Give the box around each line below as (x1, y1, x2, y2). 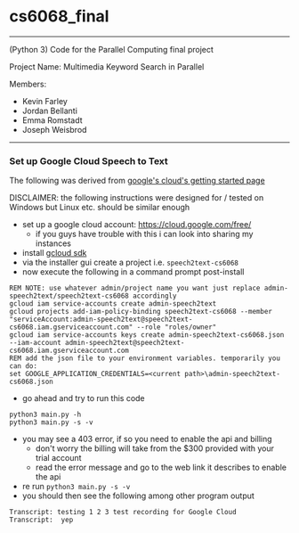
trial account (35, 453, 82, 463)
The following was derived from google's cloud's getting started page (9, 176, 265, 186)
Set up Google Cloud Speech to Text (9, 154, 169, 167)
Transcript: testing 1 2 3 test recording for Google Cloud (9, 508, 238, 517)
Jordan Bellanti (21, 105, 78, 116)
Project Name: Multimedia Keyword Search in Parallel (9, 61, 205, 72)
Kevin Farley (21, 95, 69, 106)
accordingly (132, 291, 177, 300)
